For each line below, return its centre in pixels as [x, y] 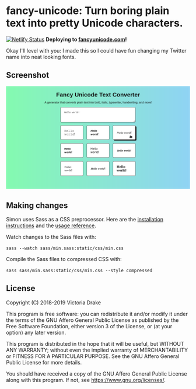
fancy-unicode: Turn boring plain [88, 11]
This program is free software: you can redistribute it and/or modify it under [97, 314]
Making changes [37, 205]
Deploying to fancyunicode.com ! [86, 39]
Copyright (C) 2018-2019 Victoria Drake [53, 303]
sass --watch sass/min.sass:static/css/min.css [65, 249]
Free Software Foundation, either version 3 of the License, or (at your [89, 326]
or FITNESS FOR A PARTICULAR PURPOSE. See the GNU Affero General [93, 356]
